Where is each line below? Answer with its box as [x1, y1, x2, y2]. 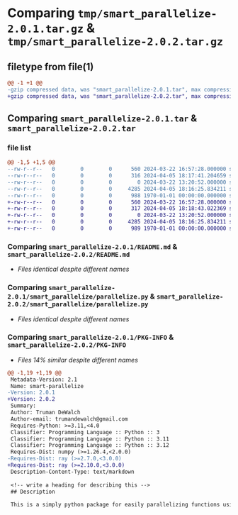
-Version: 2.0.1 [7, 389, 55, 397]
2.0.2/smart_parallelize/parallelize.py [7, 300, 149, 309]
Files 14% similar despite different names [17, 355, 138, 364]
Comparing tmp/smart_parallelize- [7, 5, 217, 21]
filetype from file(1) [7, 60, 94, 72]
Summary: [10, 402, 37, 409]
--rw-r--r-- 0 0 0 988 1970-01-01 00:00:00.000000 [7, 192, 227, 199]
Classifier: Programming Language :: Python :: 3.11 [10, 435, 170, 443]
